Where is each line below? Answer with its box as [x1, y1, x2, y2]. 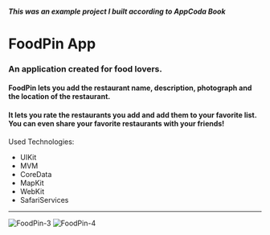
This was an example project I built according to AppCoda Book [8, 6, 227, 16]
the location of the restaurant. [8, 92, 111, 101]
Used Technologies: [8, 137, 75, 146]
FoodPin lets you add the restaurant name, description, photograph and [8, 83, 252, 93]
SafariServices [19, 195, 69, 204]
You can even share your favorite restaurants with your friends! [8, 118, 225, 128]
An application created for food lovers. [8, 63, 162, 74]
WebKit [19, 186, 45, 196]
